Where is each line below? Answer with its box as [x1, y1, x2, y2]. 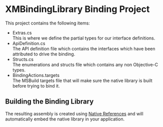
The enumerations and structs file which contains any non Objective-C [12, 61, 158, 67]
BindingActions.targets [12, 72, 60, 78]
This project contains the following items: [5, 20, 90, 26]
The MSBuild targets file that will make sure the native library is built [12, 77, 152, 83]
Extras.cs [12, 29, 32, 35]
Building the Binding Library [5, 97, 94, 106]
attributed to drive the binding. [12, 51, 75, 57]
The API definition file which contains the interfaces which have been [12, 45, 155, 51]
